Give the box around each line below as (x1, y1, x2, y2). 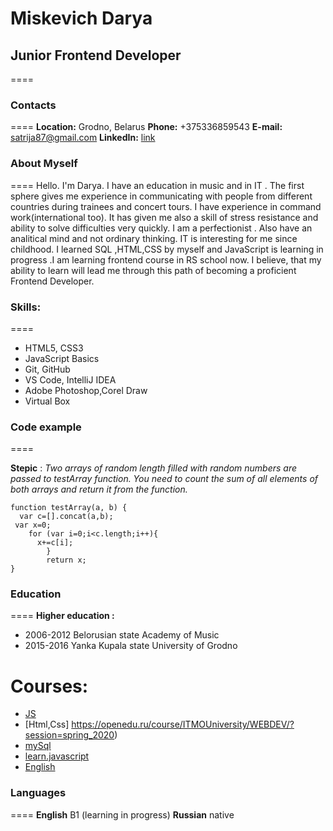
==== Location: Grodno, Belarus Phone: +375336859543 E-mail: (10, 121, 283, 133)
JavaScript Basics (24, 352, 100, 364)
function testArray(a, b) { (10, 503, 128, 513)
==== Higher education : (10, 610, 115, 622)
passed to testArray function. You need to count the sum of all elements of (10, 473, 319, 485)
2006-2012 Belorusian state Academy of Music (24, 629, 220, 641)
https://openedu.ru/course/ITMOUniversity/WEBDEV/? (71, 718, 295, 731)
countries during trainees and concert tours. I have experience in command (10, 200, 322, 212)
